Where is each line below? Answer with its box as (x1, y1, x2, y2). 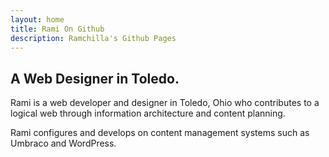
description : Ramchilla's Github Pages (10, 33, 177, 43)
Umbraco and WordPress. (10, 137, 117, 150)
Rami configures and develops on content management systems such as (10, 127, 310, 139)
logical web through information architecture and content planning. (10, 107, 286, 120)
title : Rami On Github (10, 24, 105, 34)
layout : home (10, 14, 65, 25)
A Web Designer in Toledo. (10, 70, 180, 87)
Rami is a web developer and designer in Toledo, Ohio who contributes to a (10, 97, 320, 109)
